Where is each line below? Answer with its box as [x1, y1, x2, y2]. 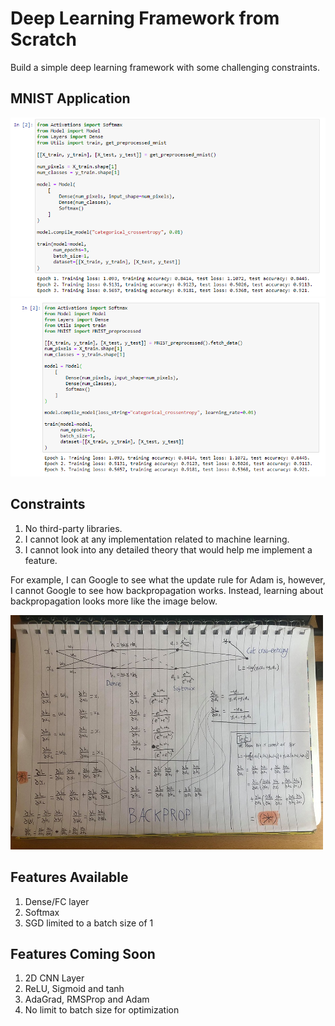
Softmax [24, 906, 60, 918]
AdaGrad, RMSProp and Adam [24, 993, 150, 1006]
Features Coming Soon [10, 946, 156, 963]
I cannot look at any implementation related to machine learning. [24, 533, 290, 545]
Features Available [10, 869, 129, 886]
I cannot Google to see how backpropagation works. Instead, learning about [10, 584, 324, 596]
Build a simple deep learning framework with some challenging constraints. [10, 61, 320, 73]
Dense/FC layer [24, 895, 90, 907]
